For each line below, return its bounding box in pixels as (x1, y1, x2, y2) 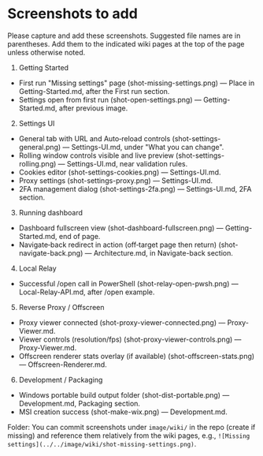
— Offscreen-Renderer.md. (18, 360, 107, 369)
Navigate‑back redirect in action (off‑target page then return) (18, 240, 217, 249)
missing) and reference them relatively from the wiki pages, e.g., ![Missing (7, 431, 250, 440)
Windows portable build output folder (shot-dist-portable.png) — (18, 390, 230, 399)
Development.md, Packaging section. (18, 398, 141, 408)
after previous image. (58, 103, 128, 113)
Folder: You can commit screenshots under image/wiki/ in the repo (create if (7, 422, 256, 432)
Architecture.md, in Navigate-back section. (93, 248, 234, 257)
